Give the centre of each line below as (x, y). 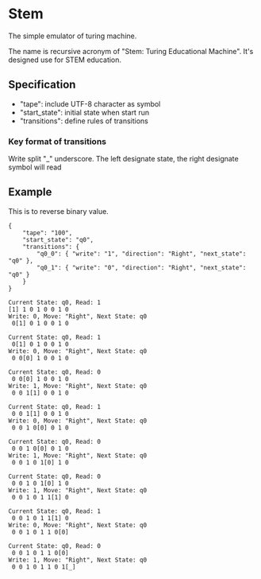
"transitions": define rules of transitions (84, 121)
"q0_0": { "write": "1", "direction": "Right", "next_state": (142, 254)
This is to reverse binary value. (58, 211)
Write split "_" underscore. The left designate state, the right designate (124, 159)
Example (30, 192)
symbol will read (35, 167)
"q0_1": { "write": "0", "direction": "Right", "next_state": (142, 267)
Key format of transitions (58, 142)
